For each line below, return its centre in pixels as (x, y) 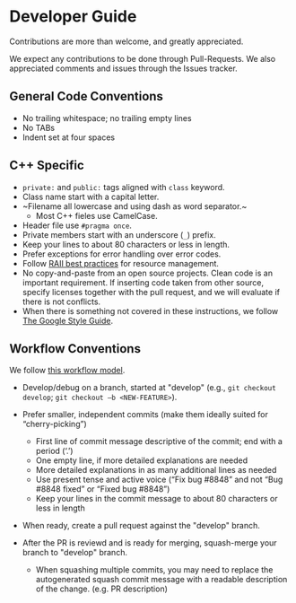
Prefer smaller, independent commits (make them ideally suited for (145, 415)
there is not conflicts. (61, 301)
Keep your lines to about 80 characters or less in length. (126, 244)
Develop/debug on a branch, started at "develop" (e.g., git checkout (149, 388)
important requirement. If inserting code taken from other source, (143, 282)
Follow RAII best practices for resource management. (121, 263)
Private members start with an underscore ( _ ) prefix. (119, 234)
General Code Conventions (87, 96)
